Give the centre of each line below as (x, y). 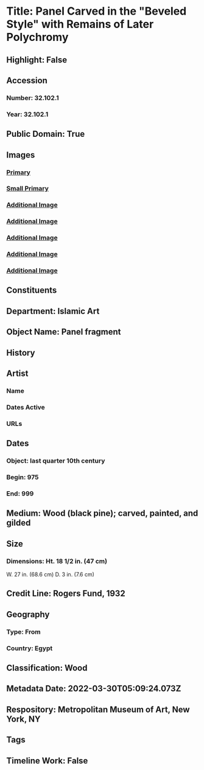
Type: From (23, 632)
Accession (27, 80)
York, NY (23, 719)
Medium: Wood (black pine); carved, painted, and (102, 514)
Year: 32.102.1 (27, 114)
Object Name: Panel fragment (64, 332)
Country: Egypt (30, 648)
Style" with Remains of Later (80, 24)
